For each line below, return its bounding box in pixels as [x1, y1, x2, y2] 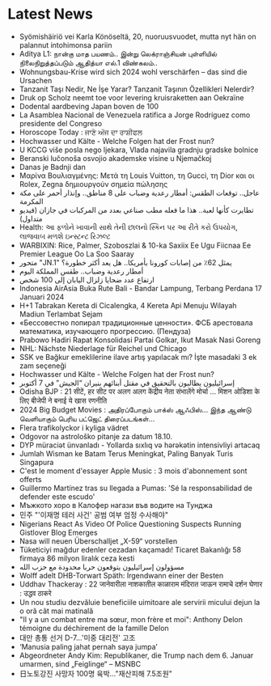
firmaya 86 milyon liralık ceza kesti [19, 553, 135, 563]
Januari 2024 [19, 292, 65, 302]
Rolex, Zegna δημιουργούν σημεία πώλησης [19, 179, 168, 188]
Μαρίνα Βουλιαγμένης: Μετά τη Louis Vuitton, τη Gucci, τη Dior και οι [19, 171, 255, 180]
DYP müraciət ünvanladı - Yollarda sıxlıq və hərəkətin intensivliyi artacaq [19, 440, 260, 450]
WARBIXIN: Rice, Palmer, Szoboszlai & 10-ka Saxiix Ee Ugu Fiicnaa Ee [19, 240, 252, 250]
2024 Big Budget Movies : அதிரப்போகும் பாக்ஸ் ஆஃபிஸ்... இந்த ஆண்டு [19, 404, 252, 414]
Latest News [7, 5, 94, 23]
